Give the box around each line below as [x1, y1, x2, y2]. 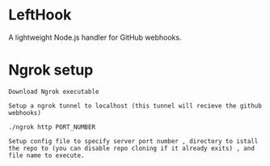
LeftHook [8, 6, 72, 24]
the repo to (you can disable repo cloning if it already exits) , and [8, 144, 255, 152]
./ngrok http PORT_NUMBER [8, 123, 95, 131]
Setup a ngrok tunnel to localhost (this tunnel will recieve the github [8, 101, 263, 110]
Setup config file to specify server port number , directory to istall [8, 137, 259, 145]
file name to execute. [8, 151, 85, 160]
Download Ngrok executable [8, 87, 99, 96]
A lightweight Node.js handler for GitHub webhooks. [8, 32, 182, 42]
